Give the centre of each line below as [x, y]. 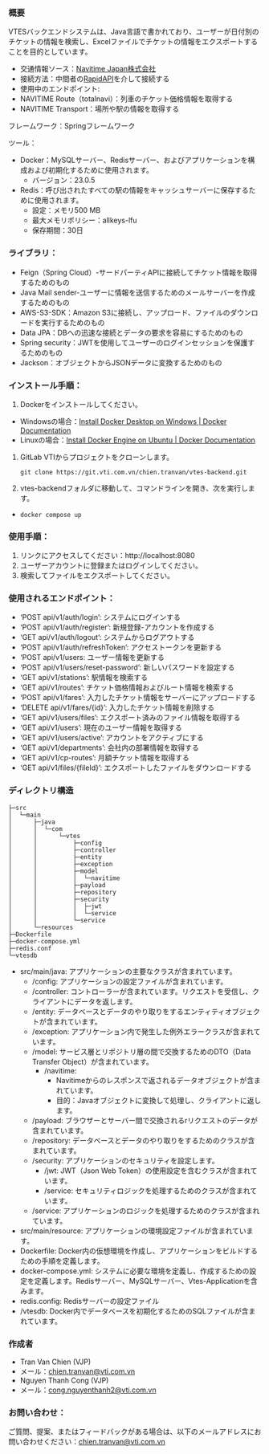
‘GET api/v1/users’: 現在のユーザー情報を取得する [101, 727]
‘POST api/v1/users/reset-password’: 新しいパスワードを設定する [127, 667]
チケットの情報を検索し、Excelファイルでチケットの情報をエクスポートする [133, 42]
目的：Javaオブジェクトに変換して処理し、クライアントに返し [159, 1100]
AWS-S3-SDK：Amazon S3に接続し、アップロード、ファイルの [125, 312]
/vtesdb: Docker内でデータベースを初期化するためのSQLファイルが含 [134, 1311]
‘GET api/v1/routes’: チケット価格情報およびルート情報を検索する [127, 687]
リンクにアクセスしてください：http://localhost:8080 [107, 556]
